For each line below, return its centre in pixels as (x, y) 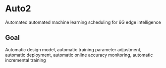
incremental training (26, 60)
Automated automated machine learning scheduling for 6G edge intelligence (83, 22)
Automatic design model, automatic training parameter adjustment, (73, 49)
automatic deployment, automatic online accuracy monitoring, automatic (79, 55)
